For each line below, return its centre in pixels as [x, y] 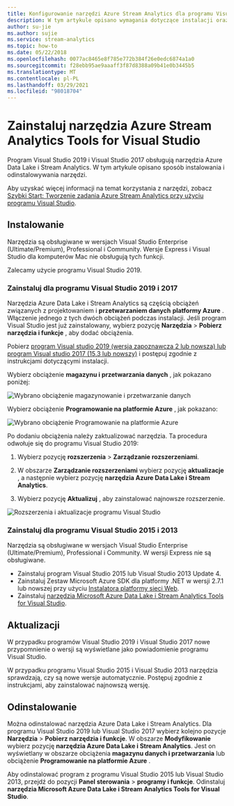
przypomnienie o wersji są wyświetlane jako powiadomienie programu [108, 649]
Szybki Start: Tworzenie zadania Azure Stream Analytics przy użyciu [106, 196]
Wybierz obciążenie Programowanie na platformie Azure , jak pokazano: [112, 409]
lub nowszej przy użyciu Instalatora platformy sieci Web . [98, 589]
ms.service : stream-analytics [51, 40]
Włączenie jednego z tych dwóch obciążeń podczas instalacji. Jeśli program [117, 318]
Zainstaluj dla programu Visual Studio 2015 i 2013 [93, 530]
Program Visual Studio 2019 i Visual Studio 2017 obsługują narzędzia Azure [115, 160]
